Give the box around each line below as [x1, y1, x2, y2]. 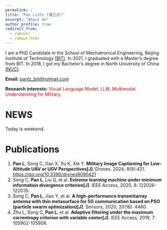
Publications [5, 143, 60, 155]
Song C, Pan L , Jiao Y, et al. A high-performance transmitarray [12, 193, 148, 199]
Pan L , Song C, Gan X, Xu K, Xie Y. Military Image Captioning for [12, 160, 150, 166]
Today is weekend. [5, 126, 45, 132]
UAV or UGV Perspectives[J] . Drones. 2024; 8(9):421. [31, 166, 146, 172]
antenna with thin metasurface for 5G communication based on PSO [12, 198, 160, 204]
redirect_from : [5, 26, 38, 32]
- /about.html [10, 36, 40, 41]
